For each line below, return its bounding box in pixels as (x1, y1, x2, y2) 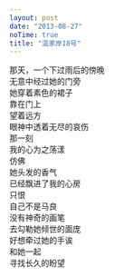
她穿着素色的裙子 (9, 87, 73, 98)
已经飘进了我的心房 (9, 178, 81, 189)
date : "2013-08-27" (9, 22, 83, 31)
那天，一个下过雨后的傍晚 (9, 64, 105, 75)
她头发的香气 (9, 167, 57, 178)
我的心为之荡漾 (9, 144, 65, 155)
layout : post (9, 13, 59, 23)
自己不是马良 (9, 201, 57, 212)
